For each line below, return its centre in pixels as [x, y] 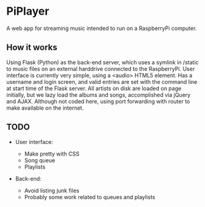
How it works [32, 47]
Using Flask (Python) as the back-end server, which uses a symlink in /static [102, 62]
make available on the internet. [45, 108]
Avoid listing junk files [52, 190]
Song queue [40, 160]
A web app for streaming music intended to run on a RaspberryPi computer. [102, 28]
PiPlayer [28, 11]
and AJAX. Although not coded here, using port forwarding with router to [98, 101]
